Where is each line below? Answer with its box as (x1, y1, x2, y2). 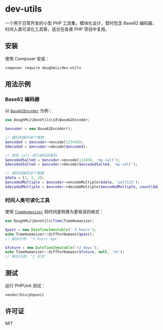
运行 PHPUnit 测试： (5, 283, 46, 289)
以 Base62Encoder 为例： (5, 108, 53, 114)
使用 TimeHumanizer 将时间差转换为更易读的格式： (5, 209, 104, 215)
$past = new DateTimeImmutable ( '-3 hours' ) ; (5, 227, 97, 232)
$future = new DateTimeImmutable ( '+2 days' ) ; (5, 245, 98, 250)
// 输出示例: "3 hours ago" (5, 236, 59, 241)
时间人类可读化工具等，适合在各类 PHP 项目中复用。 (5, 26, 110, 32)
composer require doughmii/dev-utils (5, 65, 81, 70)
